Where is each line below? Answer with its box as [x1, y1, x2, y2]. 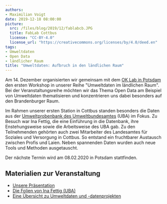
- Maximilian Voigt [5, 12, 46, 17]
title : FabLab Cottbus [9, 30, 57, 35]
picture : [5, 21, 23, 26]
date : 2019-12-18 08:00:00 [5, 16, 61, 21]
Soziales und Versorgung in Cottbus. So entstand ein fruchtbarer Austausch [5, 134, 161, 140]
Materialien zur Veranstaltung [5, 169, 101, 177]
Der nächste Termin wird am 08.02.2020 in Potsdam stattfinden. [5, 154, 137, 160]
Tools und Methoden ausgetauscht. [5, 145, 78, 151]
